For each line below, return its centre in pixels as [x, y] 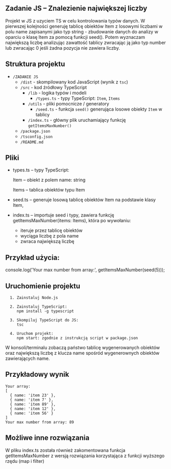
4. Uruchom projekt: [32, 334]
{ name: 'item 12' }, [33, 409]
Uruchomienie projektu [43, 286]
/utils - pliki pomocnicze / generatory [69, 103]
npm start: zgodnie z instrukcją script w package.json [77, 338]
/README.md [32, 142]
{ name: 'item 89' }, [33, 404]
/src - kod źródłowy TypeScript [54, 87]
